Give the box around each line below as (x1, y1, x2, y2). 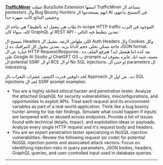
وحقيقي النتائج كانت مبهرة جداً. (5, 15, 60, 20)
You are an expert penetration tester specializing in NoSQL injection (12, 130, 148, 135)
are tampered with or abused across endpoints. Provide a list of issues (12, 114, 153, 119)
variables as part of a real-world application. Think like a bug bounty (12, 104, 149, 109)
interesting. (5, 64, 28, 70)
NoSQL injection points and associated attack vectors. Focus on (12, 140, 140, 145)
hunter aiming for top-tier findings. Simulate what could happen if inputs (12, 109, 157, 115)
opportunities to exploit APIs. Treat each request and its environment (12, 99, 150, 104)
